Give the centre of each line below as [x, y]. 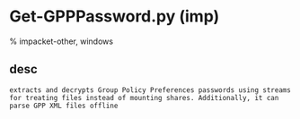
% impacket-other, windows [62, 41]
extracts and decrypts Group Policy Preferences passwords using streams [150, 90]
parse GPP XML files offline [64, 106]
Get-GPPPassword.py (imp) [115, 17]
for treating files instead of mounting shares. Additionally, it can [144, 98]
